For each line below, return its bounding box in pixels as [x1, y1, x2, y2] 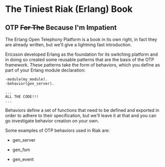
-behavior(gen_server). [5, 81, 55, 86]
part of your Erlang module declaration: [5, 67, 86, 73]
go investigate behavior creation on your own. [5, 118, 99, 124]
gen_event [12, 157, 34, 162]
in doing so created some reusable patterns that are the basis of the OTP [5, 57, 155, 63]
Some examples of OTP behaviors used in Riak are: [5, 128, 110, 133]
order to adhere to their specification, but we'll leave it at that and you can [5, 113, 157, 118]
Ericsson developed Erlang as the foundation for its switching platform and [5, 51, 158, 57]
